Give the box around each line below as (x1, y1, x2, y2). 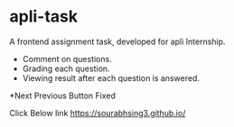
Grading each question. (22, 63, 110, 74)
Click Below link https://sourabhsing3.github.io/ (9, 107, 186, 118)
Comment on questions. (22, 53, 112, 64)
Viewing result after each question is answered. (22, 72, 201, 83)
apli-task (9, 6, 79, 27)
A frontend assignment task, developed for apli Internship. (9, 36, 226, 47)
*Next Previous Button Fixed (9, 90, 116, 101)
